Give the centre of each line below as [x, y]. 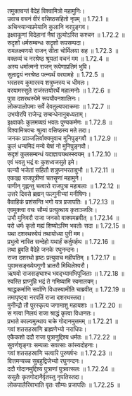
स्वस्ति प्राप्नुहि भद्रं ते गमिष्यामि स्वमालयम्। [53, 281]
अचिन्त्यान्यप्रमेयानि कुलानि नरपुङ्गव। [48, 27]
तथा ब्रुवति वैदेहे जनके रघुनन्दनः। [43, 250]
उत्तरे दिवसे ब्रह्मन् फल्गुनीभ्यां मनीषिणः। [49, 194]
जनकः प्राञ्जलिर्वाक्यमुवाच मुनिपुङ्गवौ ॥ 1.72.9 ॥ [62, 138]
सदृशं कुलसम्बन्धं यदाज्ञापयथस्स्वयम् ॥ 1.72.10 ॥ [62, 154]
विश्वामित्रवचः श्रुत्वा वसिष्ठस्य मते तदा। [49, 130]
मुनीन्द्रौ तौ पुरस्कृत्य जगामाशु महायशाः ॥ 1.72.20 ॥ [64, 305]
